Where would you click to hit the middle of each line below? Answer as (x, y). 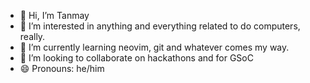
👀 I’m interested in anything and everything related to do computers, (160, 26)
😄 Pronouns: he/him (62, 68)
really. (32, 36)
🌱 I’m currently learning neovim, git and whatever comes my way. (154, 47)
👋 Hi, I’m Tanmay (54, 15)
